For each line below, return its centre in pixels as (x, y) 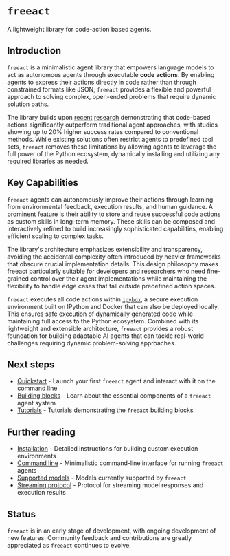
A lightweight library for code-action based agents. (79, 29)
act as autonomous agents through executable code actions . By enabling (111, 74)
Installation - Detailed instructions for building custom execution (107, 449)
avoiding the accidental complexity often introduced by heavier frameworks (114, 257)
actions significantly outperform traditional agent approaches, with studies (113, 125)
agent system (36, 403)
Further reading (41, 432)
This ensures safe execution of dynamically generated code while (100, 314)
